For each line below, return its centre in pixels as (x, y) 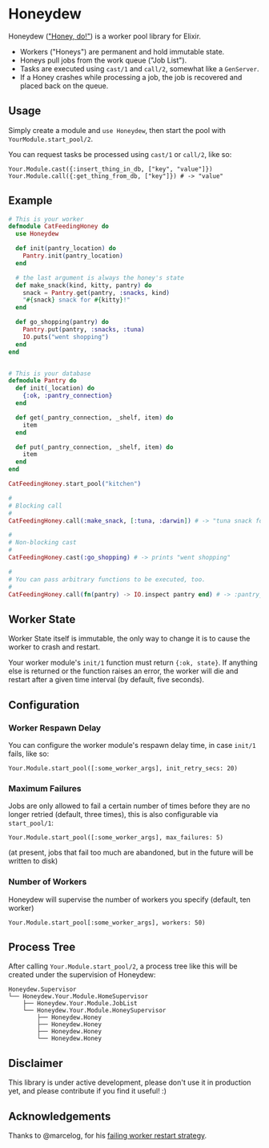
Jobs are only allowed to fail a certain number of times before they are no (129, 806)
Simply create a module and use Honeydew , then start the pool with (117, 130)
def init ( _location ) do (55, 388)
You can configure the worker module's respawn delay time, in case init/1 (132, 745)
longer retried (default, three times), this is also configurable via (113, 815)
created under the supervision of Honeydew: (82, 975)
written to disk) (33, 861)
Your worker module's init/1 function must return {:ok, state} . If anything (133, 663)
